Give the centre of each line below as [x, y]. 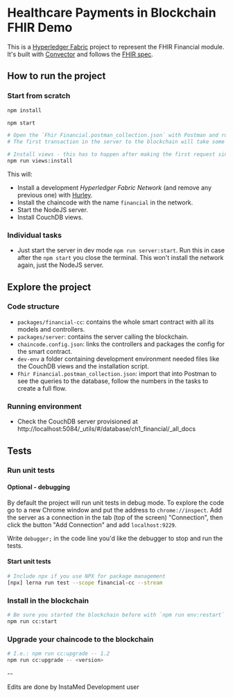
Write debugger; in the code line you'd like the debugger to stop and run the [115, 538]
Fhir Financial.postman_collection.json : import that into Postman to [117, 373]
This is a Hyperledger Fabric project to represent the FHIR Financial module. [116, 47]
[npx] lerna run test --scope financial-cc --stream [85, 583]
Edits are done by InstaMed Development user [74, 687]
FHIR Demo [40, 27]
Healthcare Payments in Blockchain [112, 13]
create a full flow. [42, 388]
